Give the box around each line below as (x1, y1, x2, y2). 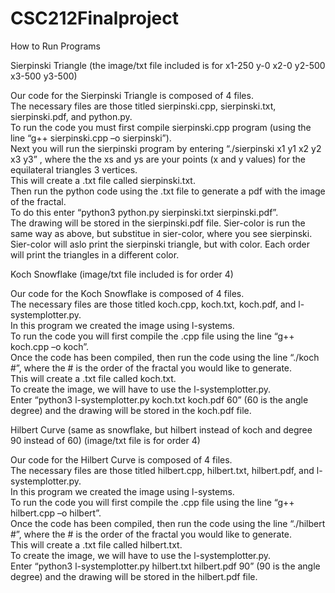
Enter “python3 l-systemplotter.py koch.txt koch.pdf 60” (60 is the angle (10, 393, 309, 406)
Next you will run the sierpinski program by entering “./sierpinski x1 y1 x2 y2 (10, 142, 322, 154)
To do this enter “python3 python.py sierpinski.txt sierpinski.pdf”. (10, 206, 279, 218)
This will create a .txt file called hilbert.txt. (10, 538, 183, 551)
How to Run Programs (10, 40, 101, 52)
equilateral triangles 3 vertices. (10, 163, 138, 176)
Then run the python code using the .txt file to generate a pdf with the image (10, 185, 326, 197)
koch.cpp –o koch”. (10, 340, 90, 352)
